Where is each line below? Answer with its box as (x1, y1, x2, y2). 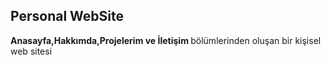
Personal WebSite (10, 8, 124, 25)
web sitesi (10, 45, 53, 57)
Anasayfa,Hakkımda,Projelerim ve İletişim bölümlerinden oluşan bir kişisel (10, 34, 322, 46)
